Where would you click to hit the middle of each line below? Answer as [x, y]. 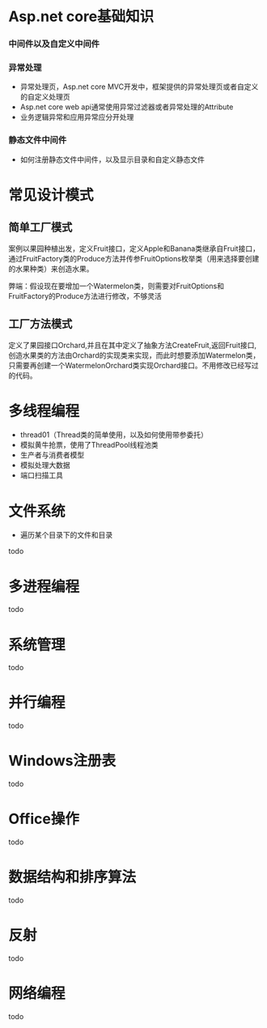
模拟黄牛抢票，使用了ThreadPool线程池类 [89, 445]
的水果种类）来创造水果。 [51, 269]
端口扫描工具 [41, 475]
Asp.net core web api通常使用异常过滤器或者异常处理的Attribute [127, 107]
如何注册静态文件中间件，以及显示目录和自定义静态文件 [112, 159]
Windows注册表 [62, 761]
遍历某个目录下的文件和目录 [66, 535]
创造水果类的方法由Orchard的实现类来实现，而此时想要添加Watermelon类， [134, 355]
